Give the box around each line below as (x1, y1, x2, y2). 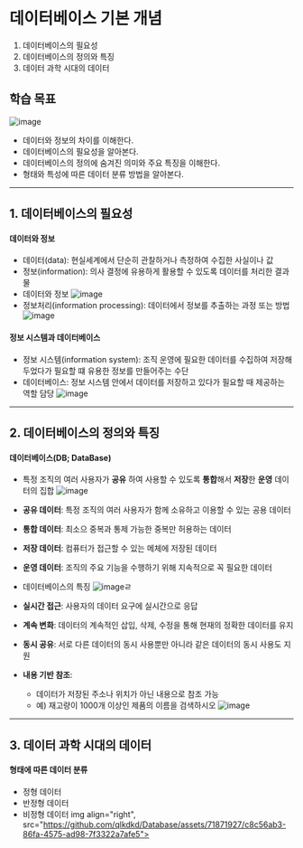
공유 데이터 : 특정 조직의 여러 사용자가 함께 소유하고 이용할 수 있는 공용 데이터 (22, 504, 291, 515)
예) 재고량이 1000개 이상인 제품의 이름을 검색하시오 (35, 700, 216, 711)
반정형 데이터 (22, 797, 69, 808)
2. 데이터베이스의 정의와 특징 (9, 425, 161, 440)
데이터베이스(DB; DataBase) (9, 452, 112, 463)
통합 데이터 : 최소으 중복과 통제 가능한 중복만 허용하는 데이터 (22, 523, 232, 534)
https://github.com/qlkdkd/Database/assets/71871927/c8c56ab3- (43, 819, 287, 830)
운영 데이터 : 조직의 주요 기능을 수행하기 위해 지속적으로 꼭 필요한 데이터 (22, 562, 272, 573)
